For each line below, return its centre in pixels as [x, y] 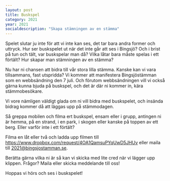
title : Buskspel [22, 15]
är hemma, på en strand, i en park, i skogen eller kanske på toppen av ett [82, 122]
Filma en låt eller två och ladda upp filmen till [52, 137]
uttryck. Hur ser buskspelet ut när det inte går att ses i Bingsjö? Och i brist [83, 49]
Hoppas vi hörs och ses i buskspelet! [44, 173]
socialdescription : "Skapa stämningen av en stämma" [62, 29]
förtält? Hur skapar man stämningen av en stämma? [59, 60]
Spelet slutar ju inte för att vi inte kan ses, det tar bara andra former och [80, 43]
